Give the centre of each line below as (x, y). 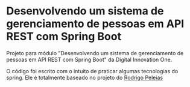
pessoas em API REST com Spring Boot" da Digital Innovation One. (89, 59)
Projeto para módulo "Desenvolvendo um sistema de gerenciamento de (95, 53)
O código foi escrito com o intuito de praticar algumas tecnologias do (92, 71)
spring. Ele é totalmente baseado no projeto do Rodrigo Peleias (85, 77)
